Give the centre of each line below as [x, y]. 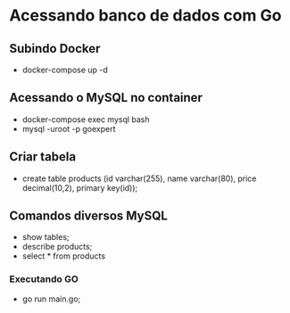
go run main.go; [51, 299]
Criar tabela [43, 157]
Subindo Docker [55, 49]
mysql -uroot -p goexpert [69, 128]
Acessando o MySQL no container [106, 98]
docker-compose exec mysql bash [86, 119]
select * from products [63, 256]
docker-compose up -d [65, 70]
